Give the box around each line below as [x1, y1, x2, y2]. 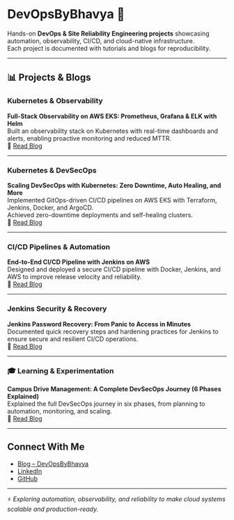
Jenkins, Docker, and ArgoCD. [7, 203, 94, 212]
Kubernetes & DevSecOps [7, 165, 97, 175]
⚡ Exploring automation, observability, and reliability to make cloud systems [7, 494, 226, 503]
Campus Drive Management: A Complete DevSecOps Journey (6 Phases [7, 384, 221, 393]
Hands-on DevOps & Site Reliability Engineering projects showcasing [7, 29, 210, 38]
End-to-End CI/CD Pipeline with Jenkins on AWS [7, 258, 150, 267]
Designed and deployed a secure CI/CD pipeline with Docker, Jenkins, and [7, 265, 221, 274]
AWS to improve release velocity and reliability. [7, 273, 142, 281]
